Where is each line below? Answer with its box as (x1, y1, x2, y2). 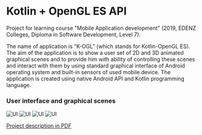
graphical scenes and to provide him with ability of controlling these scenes (6, 55, 195, 63)
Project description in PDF (6, 122, 72, 130)
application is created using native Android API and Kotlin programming (6, 75, 185, 82)
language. (6, 81, 32, 89)
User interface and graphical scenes (6, 96, 116, 105)
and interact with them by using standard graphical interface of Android (6, 62, 185, 69)
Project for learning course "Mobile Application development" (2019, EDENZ (6, 24, 196, 32)
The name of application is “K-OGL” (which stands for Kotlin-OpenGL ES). (6, 43, 190, 50)
